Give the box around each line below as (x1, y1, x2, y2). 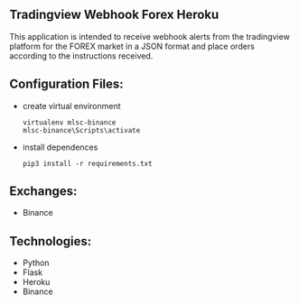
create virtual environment (22, 100, 121, 111)
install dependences (22, 142, 98, 152)
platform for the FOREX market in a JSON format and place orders (9, 41, 256, 51)
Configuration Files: (9, 77, 124, 92)
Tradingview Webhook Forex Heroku (9, 7, 220, 23)
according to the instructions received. (9, 50, 154, 61)
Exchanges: (9, 184, 78, 199)
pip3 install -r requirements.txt (22, 159, 153, 168)
